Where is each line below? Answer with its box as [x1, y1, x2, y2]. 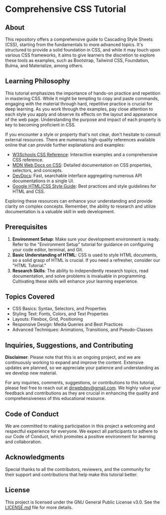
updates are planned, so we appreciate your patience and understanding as [5, 365, 160, 371]
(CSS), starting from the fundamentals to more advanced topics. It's [5, 42, 143, 48]
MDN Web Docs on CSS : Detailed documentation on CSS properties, [12, 162, 152, 168]
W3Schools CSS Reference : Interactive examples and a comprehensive [12, 151, 158, 157]
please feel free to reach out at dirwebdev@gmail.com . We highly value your [5, 385, 161, 391]
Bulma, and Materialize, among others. [5, 63, 84, 68]
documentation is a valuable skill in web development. [5, 208, 115, 214]
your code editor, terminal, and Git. [12, 246, 83, 252]
